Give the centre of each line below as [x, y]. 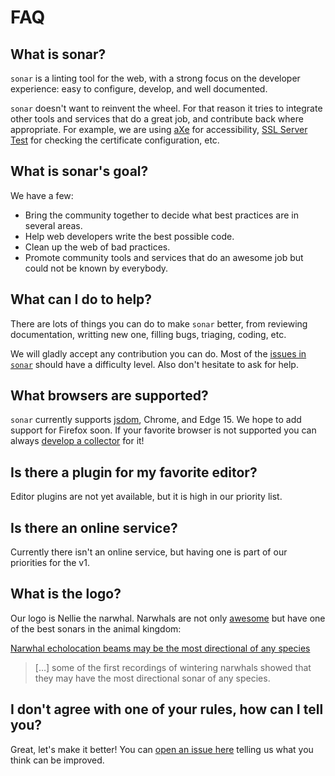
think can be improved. [57, 760]
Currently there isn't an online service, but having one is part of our [149, 552]
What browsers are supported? [109, 396]
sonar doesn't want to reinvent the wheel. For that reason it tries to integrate [166, 108]
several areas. [53, 225]
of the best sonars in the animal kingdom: [96, 628]
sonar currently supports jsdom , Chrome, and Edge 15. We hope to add [156, 420]
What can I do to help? [81, 299]
